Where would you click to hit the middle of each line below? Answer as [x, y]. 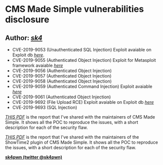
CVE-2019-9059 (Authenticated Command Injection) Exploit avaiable [82, 86]
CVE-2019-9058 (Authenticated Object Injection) [62, 81]
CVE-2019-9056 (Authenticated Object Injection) [62, 71]
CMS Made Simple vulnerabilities [75, 9]
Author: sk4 [24, 38]
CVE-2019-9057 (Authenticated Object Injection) [62, 76]
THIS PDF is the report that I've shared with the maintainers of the [72, 137]
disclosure [27, 20]
